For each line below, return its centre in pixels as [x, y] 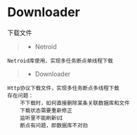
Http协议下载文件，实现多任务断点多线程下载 [63, 88]
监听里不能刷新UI [41, 118]
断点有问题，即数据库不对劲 [54, 125]
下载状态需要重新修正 [46, 110]
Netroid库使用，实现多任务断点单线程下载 [60, 60]
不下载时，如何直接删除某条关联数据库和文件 [75, 103]
